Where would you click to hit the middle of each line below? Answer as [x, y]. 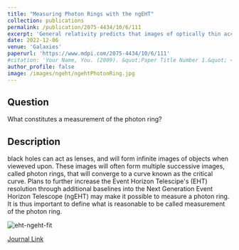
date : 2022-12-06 [33, 40]
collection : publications [46, 21]
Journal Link [26, 239]
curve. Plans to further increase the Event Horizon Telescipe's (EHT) [107, 181]
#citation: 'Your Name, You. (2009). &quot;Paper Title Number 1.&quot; [117, 60]
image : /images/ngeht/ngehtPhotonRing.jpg [71, 73]
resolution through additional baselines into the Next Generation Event [110, 189]
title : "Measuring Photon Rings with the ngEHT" [81, 14]
